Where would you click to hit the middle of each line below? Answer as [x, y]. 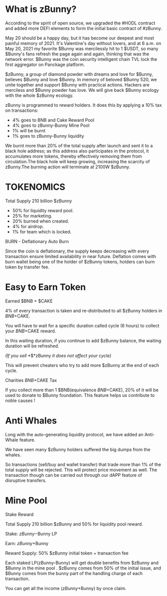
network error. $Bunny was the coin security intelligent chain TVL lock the [81, 59]
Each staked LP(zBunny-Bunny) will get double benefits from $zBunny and [82, 563]
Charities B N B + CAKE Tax [31, 380]
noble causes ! [20, 400]
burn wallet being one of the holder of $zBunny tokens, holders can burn [80, 262]
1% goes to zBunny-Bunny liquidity [48, 136]
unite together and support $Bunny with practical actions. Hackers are [77, 85]
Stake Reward [19, 514]
